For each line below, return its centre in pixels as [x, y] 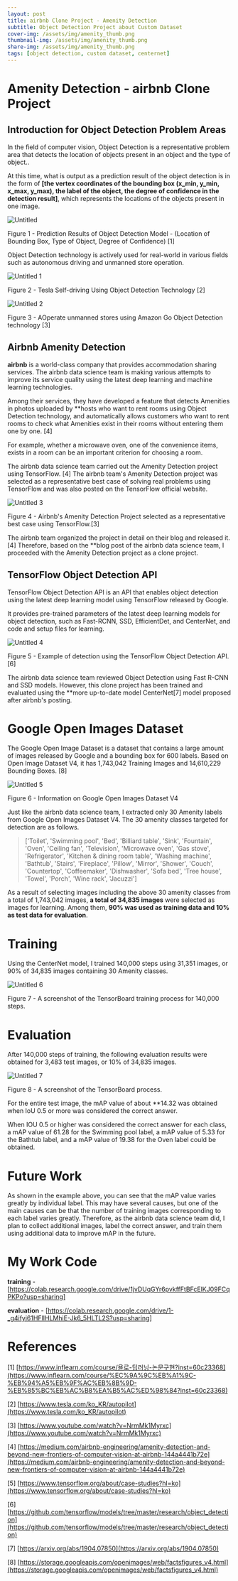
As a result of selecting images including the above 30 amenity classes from [119, 893]
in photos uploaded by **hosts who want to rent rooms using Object [107, 408]
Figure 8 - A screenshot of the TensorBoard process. [85, 1090]
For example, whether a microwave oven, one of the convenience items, [113, 445]
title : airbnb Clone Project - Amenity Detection [82, 21]
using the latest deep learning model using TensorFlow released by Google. [118, 599]
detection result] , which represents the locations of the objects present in [116, 198]
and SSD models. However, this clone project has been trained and [105, 685]
